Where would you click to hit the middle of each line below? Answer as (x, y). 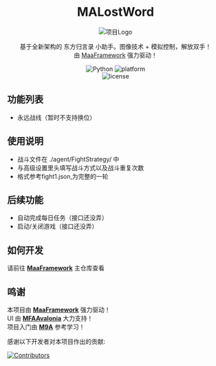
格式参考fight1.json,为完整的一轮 (63, 176)
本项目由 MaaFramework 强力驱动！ (59, 310)
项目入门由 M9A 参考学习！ (46, 327)
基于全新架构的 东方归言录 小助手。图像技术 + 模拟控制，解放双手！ (116, 46)
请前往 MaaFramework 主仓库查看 (56, 268)
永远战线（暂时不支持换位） (56, 117)
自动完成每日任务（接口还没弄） (62, 218)
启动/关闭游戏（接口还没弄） (57, 226)
